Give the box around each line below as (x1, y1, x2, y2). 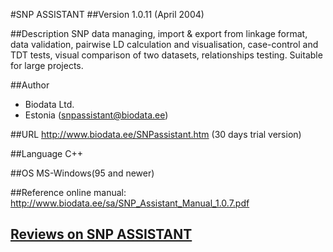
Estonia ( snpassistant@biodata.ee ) (24, 109, 169, 121)
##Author (10, 79, 50, 91)
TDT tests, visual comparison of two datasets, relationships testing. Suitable (10, 49, 323, 61)
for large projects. (10, 60, 84, 71)
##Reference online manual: (10, 187, 127, 198)
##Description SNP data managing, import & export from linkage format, (10, 28, 308, 39)
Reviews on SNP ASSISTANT (10, 226, 193, 243)
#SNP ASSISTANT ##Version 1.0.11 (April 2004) (10, 9, 205, 20)
